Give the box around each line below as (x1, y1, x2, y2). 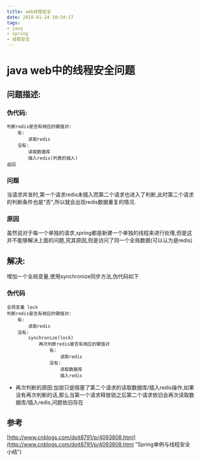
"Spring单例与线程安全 (135, 441, 190, 448)
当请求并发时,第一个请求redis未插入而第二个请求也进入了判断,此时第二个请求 (7, 191, 194, 198)
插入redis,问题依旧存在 (27, 399, 84, 406)
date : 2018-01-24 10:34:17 (7, 14, 74, 20)
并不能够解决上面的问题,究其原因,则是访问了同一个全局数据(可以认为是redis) (7, 237, 193, 244)
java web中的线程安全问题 (7, 64, 136, 77)
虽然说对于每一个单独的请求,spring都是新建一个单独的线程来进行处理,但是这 (7, 230, 192, 237)
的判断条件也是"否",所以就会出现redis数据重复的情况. (7, 199, 136, 206)
